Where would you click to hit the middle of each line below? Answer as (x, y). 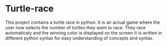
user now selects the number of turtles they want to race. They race (75, 27)
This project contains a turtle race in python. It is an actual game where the (83, 22)
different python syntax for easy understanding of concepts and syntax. (79, 38)
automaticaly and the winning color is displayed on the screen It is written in (83, 33)
